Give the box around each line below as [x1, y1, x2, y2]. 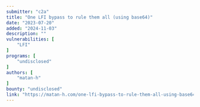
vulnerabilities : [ [6, 36, 55, 42]
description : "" [6, 31, 46, 37]
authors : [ [6, 70, 33, 75]
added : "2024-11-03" [6, 25, 58, 32]
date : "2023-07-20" [6, 20, 55, 26]
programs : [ [6, 53, 36, 59]
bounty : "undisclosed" [6, 86, 62, 92]
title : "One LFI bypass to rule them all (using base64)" [6, 14, 153, 20]
